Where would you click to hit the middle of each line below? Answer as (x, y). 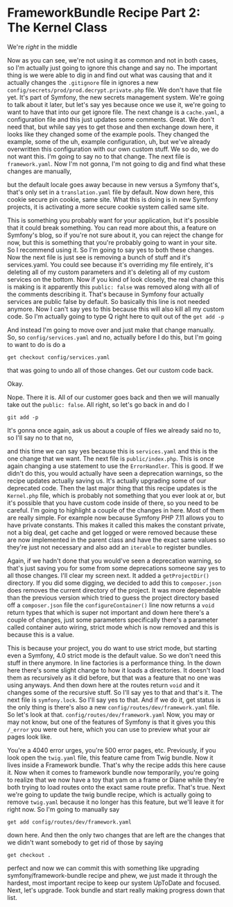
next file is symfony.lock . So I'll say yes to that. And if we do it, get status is (114, 700)
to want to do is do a (36, 344)
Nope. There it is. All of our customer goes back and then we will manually (113, 397)
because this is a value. (41, 634)
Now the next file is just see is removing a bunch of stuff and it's (99, 257)
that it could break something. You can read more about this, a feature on (112, 227)
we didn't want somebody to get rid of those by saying (85, 842)
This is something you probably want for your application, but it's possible (113, 220)
